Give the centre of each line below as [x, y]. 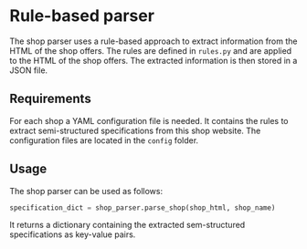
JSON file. [29, 70]
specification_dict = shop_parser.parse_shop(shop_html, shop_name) [143, 207]
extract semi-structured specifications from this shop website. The [135, 130]
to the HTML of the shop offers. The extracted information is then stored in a [153, 60]
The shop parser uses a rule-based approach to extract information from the [153, 41]
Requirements [50, 99]
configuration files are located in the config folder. [104, 140]
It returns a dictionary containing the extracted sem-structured [127, 225]
